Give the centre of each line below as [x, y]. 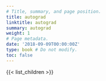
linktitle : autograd [32, 22]
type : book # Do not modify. [42, 50]
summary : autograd [29, 28]
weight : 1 [18, 33]
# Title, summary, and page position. [54, 11]
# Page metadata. [27, 39]
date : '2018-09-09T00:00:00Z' [43, 45]
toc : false [19, 55]
